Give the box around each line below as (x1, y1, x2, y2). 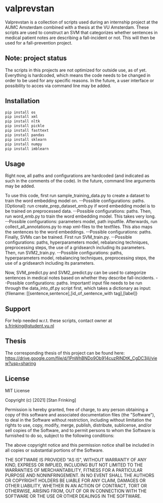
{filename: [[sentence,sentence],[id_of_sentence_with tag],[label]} (5, 291, 138, 297)
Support (5, 304, 31, 313)
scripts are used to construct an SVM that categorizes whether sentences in (5, 29, 158, 35)
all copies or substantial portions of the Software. (5, 447, 104, 453)
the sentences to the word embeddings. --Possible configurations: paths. (5, 229, 152, 235)
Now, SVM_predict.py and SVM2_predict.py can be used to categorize (5, 270, 146, 275)
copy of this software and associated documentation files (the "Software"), (5, 412, 156, 417)
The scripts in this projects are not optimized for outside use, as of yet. (5, 67, 147, 73)
